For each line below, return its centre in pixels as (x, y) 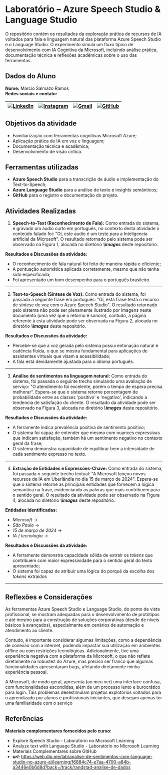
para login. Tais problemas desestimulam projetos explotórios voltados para (83, 692)
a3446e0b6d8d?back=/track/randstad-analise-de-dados (71, 767)
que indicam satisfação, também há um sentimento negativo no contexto (87, 438)
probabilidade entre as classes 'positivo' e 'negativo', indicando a (80, 398)
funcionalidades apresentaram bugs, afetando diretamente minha (72, 667)
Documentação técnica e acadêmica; (51, 146)
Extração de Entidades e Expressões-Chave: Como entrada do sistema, (87, 468)
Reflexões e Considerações (49, 597)
